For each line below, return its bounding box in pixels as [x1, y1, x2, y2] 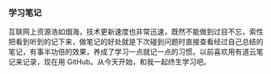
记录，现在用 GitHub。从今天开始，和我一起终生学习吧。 [22, 57, 211, 67]
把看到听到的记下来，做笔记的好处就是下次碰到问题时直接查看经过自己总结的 [8, 37, 264, 47]
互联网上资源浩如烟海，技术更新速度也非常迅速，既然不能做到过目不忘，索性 [8, 27, 264, 37]
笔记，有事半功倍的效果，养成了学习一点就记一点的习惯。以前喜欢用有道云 [8, 47, 256, 57]
